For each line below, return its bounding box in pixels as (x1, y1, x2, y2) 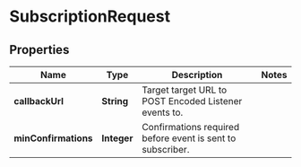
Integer (101, 132, 133, 145)
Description (171, 69, 223, 81)
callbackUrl (13, 95, 64, 107)
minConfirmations (13, 132, 93, 145)
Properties (9, 42, 70, 57)
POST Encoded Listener (142, 95, 243, 107)
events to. (142, 106, 184, 119)
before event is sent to (142, 132, 236, 145)
